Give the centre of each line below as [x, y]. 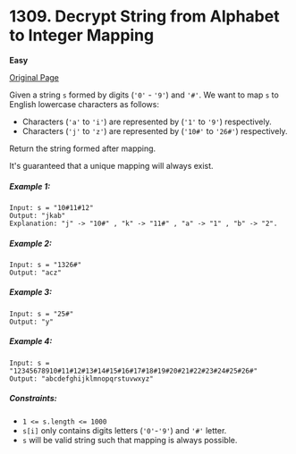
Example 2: [30, 243]
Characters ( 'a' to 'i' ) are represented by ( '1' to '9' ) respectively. [147, 122]
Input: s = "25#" [42, 314]
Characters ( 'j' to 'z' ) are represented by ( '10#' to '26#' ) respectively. [155, 130]
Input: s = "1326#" [46, 265]
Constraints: [33, 399]
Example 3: [30, 292]
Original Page [34, 77]
